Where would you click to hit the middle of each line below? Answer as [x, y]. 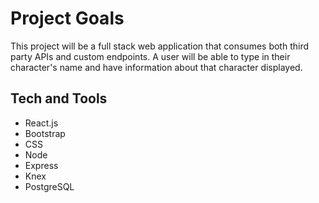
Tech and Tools [59, 98]
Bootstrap [45, 133]
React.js [41, 123]
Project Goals [67, 18]
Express [41, 165]
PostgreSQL [49, 186]
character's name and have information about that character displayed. [156, 67]
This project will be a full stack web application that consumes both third [160, 46]
